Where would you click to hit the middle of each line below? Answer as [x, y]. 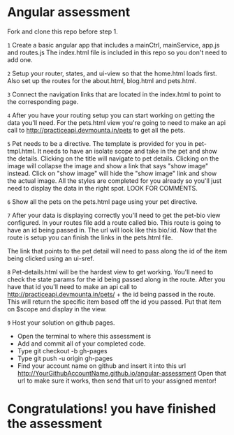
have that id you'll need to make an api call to [72, 286]
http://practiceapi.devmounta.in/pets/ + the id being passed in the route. [111, 294]
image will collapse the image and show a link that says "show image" [108, 165]
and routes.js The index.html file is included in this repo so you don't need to [117, 52]
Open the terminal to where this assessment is [84, 336]
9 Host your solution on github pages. [61, 323]
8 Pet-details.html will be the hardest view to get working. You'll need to [110, 272]
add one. [20, 59]
